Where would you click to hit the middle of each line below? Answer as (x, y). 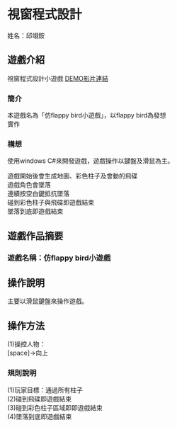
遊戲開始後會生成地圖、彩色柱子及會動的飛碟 (73, 176)
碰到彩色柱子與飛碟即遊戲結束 (51, 203)
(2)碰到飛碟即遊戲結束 (40, 399)
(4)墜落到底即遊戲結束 (40, 416)
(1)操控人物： (27, 344)
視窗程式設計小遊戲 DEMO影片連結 (58, 78)
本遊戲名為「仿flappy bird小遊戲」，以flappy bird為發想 (87, 115)
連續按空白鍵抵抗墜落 (38, 194)
